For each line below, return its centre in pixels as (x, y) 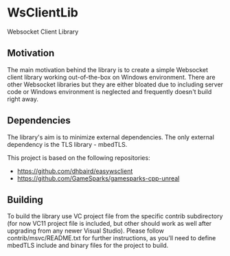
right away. (23, 99)
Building (25, 199)
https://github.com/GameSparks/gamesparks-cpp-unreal (98, 178)
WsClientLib (43, 13)
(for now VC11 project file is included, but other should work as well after (110, 224)
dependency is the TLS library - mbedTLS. (67, 144)
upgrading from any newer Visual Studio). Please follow (86, 231)
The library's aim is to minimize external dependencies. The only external (111, 137)
